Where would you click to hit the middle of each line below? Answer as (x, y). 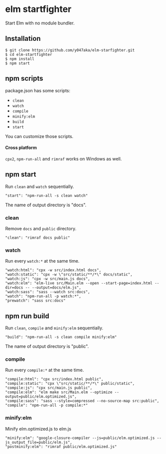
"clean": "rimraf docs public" (38, 238)
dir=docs (14, 288)
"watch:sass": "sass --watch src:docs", (48, 292)
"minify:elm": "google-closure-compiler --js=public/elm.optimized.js (80, 438)
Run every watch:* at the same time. (42, 261)
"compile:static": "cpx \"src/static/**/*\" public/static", (70, 384)
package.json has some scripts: (38, 90)
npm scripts (24, 78)
